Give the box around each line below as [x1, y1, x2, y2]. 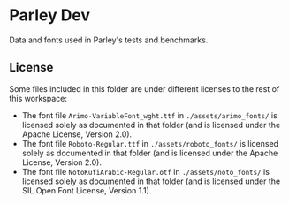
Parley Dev [9, 5, 91, 26]
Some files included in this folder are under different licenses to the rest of [9, 83, 280, 94]
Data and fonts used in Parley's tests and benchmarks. [9, 34, 209, 45]
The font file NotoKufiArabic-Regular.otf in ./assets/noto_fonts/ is [21, 166, 270, 177]
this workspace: [9, 93, 68, 103]
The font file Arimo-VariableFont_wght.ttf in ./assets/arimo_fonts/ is [21, 110, 278, 120]
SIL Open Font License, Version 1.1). [21, 185, 152, 195]
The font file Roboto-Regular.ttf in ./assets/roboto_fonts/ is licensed [21, 138, 279, 148]
